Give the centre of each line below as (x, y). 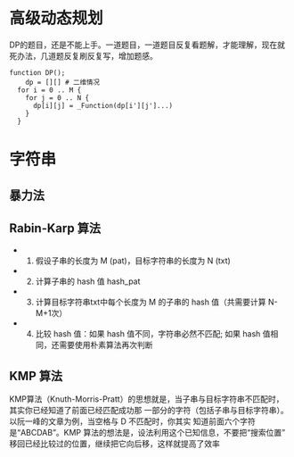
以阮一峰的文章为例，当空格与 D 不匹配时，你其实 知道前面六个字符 (132, 421)
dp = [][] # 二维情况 (63, 82)
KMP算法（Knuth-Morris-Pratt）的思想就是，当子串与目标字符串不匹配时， (147, 399)
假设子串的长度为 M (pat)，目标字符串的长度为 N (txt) (133, 261)
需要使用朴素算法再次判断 (106, 345)
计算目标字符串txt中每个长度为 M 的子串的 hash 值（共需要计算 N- (156, 302)
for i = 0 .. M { (49, 90)
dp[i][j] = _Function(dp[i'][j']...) (103, 105)
